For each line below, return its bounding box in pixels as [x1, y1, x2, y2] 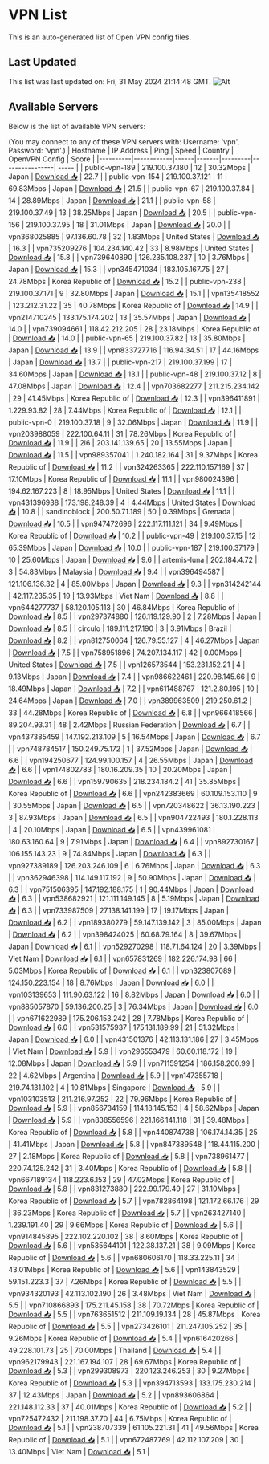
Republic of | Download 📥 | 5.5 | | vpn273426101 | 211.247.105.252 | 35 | [8, 1321, 247, 1331]
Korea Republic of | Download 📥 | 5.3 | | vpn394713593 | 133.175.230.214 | [8, 1378, 256, 1388]
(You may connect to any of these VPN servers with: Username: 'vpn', [8, 136, 240, 146]
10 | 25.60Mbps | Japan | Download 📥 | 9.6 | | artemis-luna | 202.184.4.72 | [8, 555, 258, 564]
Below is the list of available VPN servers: [8, 121, 146, 131]
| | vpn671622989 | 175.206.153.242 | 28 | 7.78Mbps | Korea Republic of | [8, 1013, 249, 1023]
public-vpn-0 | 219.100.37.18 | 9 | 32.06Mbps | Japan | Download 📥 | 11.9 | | [8, 417, 259, 427]
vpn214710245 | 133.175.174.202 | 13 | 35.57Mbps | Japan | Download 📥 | [8, 312, 251, 322]
